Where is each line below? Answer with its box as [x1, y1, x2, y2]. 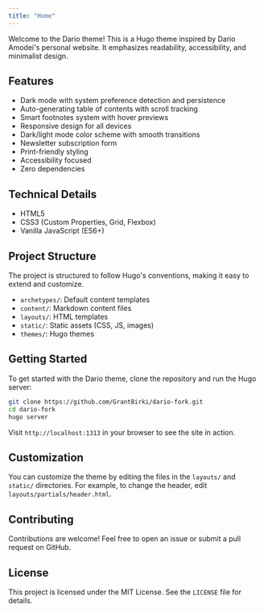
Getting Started [8, 352, 88, 366]
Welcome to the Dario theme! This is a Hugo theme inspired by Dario [8, 34, 236, 43]
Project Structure [8, 249, 97, 263]
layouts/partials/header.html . [8, 489, 112, 499]
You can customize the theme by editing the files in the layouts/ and [8, 472, 236, 482]
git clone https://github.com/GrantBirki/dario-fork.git [8, 398, 204, 406]
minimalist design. [8, 51, 68, 60]
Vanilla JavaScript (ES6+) [19, 226, 105, 236]
